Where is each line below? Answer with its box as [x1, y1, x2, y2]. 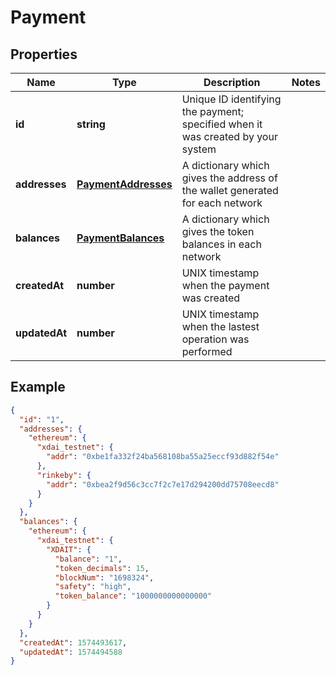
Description [203, 76, 261, 89]
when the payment [181, 279, 270, 292]
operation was [181, 332, 250, 346]
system [181, 142, 217, 156]
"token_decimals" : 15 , [54, 563, 150, 573]
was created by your [181, 130, 278, 143]
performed [181, 345, 233, 358]
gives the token [181, 225, 255, 238]
